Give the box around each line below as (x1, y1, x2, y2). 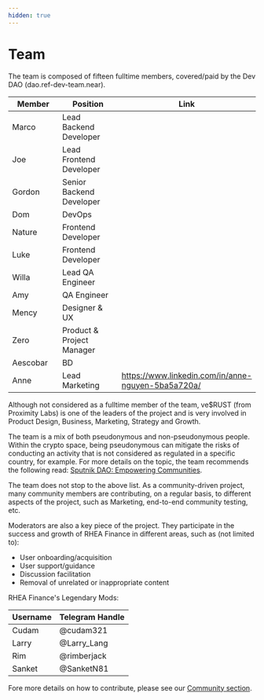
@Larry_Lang (59, 637, 108, 648)
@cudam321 (59, 625, 108, 636)
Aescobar (12, 357, 49, 368)
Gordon (12, 186, 41, 197)
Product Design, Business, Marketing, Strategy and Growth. (8, 416, 201, 426)
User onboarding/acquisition (19, 552, 112, 562)
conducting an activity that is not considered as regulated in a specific (8, 449, 236, 458)
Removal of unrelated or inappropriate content (19, 577, 170, 587)
